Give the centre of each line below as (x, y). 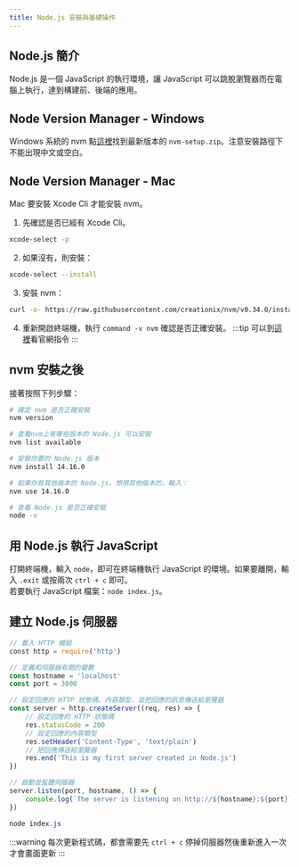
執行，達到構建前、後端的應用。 (83, 90)
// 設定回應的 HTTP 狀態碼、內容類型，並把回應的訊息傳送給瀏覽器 (117, 700)
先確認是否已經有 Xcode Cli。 (76, 223)
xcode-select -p (39, 240)
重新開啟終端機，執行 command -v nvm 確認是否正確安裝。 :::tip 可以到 (148, 327)
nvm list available (45, 442)
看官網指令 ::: (54, 339)
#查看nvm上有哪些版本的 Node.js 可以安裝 (80, 434)
